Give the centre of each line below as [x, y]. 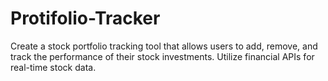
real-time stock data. [53, 67]
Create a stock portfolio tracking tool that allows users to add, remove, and [164, 46]
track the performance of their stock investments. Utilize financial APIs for [162, 56]
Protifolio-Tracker [85, 18]
